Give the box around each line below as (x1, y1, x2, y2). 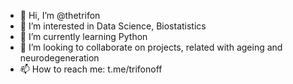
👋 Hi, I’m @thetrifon (19, 10, 101, 21)
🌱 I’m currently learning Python (19, 31, 148, 42)
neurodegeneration (19, 52, 100, 64)
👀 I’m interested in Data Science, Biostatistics (19, 20, 207, 32)
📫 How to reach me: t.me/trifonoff (19, 63, 163, 75)
